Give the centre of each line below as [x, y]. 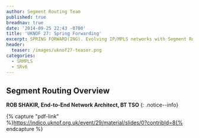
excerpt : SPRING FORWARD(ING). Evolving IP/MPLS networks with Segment [96, 39]
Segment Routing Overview [58, 90]
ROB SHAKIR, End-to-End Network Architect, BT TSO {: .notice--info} [92, 105]
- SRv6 [20, 67]
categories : [21, 56]
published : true [26, 17]
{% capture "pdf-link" [33, 117]
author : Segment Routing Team [44, 12]
